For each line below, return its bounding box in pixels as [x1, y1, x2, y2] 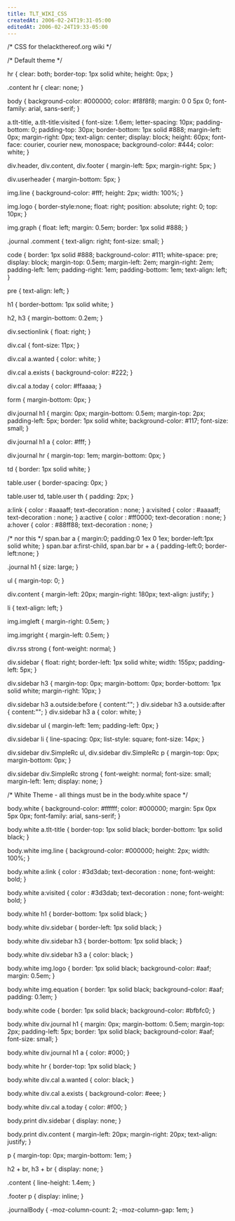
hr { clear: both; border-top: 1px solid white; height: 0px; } [7, 70, 174, 78]
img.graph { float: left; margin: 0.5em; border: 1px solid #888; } [7, 223, 188, 232]
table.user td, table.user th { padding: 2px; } [7, 492, 134, 501]
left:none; [7, 549, 35, 558]
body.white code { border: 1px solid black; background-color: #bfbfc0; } [7, 1006, 215, 1015]
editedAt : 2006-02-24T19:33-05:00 [7, 23, 109, 30]
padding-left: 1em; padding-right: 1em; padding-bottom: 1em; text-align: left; [7, 266, 228, 274]
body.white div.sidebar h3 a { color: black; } [7, 951, 133, 959]
